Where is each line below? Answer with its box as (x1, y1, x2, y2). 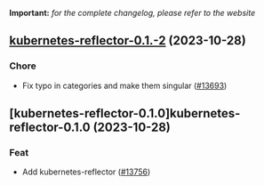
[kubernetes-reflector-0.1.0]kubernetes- (9, 106, 241, 121)
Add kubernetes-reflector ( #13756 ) (21, 166, 151, 177)
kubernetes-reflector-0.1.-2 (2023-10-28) (9, 33, 246, 48)
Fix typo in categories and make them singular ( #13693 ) (21, 80, 228, 91)
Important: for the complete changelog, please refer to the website (9, 8, 256, 18)
